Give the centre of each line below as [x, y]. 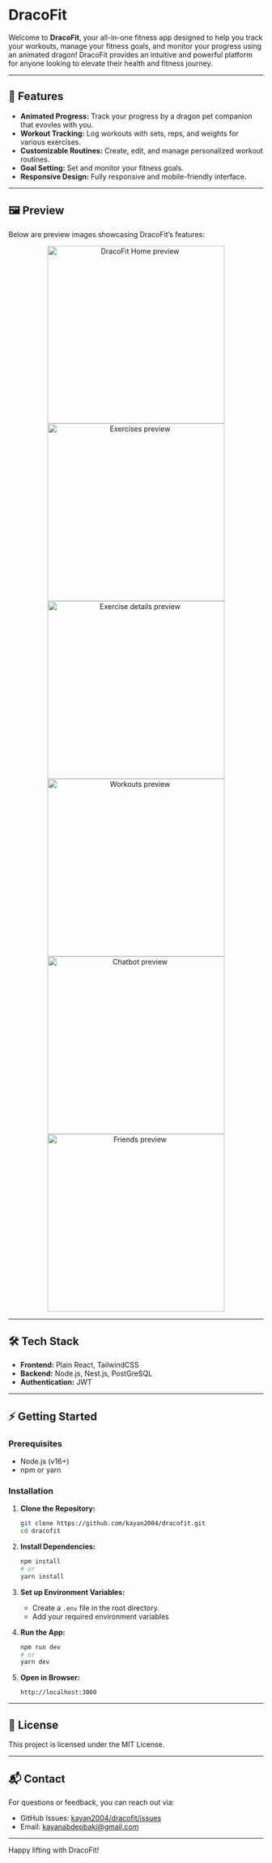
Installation [31, 1490]
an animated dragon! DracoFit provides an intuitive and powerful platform [131, 54]
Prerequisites [35, 1443]
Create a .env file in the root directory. [96, 1608]
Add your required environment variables [101, 1616]
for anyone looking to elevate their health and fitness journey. [110, 63]
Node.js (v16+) [45, 1461]
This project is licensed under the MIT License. [87, 1744]
